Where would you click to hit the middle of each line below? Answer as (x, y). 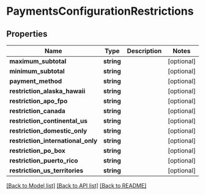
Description (144, 51)
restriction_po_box (37, 151)
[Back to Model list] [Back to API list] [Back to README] (76, 186)
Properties (27, 34)
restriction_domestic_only (48, 131)
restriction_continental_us (48, 121)
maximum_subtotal (38, 61)
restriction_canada (37, 111)
